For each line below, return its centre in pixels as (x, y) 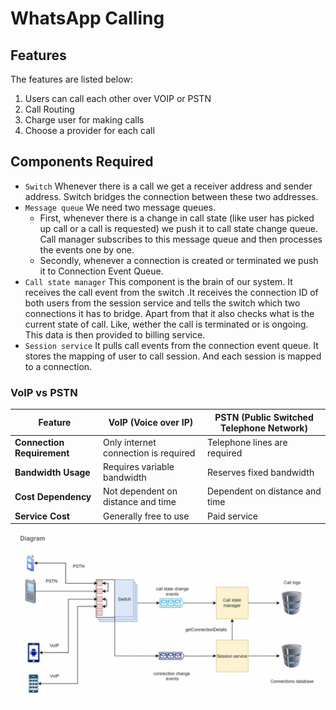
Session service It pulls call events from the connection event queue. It (171, 345)
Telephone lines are (247, 442)
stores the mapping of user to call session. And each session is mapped (173, 356)
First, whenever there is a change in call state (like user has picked (177, 218)
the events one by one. (87, 249)
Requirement (42, 453)
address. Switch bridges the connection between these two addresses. (171, 196)
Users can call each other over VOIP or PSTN (118, 98)
